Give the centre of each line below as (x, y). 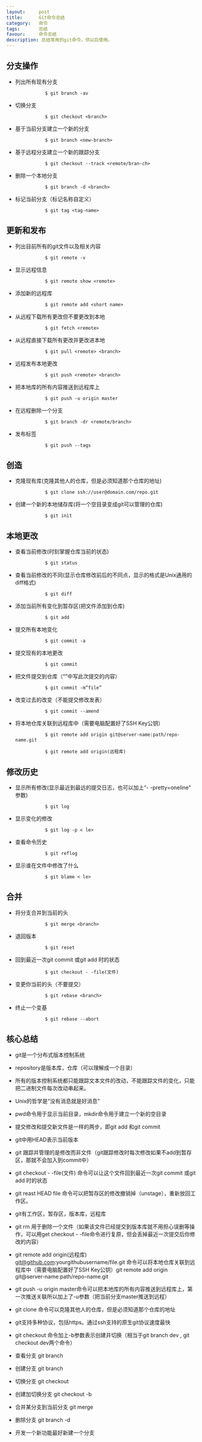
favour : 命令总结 (32, 34)
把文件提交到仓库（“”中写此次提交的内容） (68, 677)
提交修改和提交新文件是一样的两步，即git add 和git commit (88, 1127)
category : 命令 (27, 23)
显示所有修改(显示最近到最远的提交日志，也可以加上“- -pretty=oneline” (103, 788)
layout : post (28, 12)
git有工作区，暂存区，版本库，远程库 (61, 1213)
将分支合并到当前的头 (41, 913)
